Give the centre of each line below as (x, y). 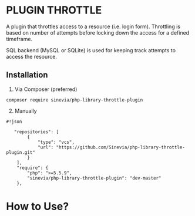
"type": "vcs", (56, 142)
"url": (46, 147)
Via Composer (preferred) (46, 89)
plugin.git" (21, 152)
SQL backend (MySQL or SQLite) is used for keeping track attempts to (91, 50)
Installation (27, 75)
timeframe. (19, 39)
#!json (14, 122)
